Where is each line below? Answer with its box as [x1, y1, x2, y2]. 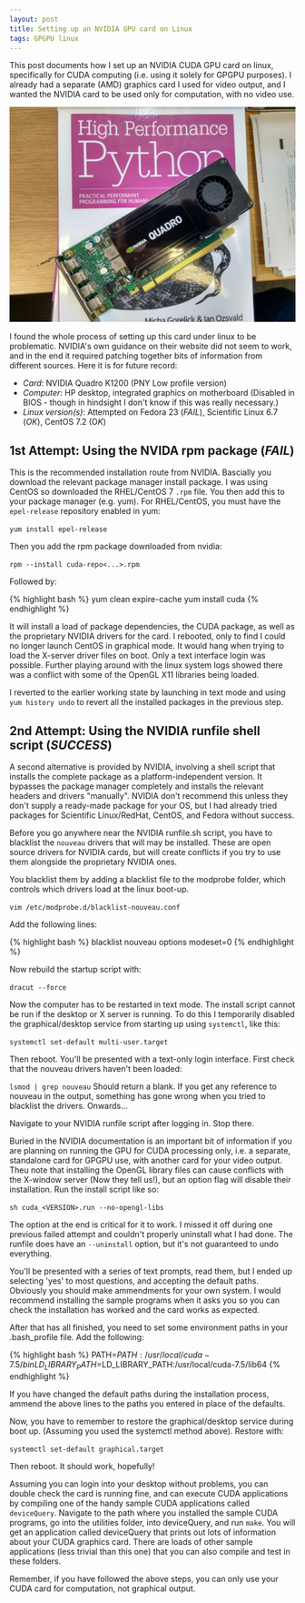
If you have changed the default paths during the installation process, [9, 1388, 270, 1399]
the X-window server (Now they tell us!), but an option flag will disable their [9, 1175, 292, 1185]
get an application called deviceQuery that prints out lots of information [9, 1527, 277, 1537]
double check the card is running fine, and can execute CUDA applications [9, 1487, 289, 1498]
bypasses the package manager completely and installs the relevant [9, 781, 264, 791]
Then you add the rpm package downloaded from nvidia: [9, 541, 222, 552]
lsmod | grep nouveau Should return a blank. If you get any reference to [9, 1081, 277, 1092]
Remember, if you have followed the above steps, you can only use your [9, 1573, 279, 1584]
